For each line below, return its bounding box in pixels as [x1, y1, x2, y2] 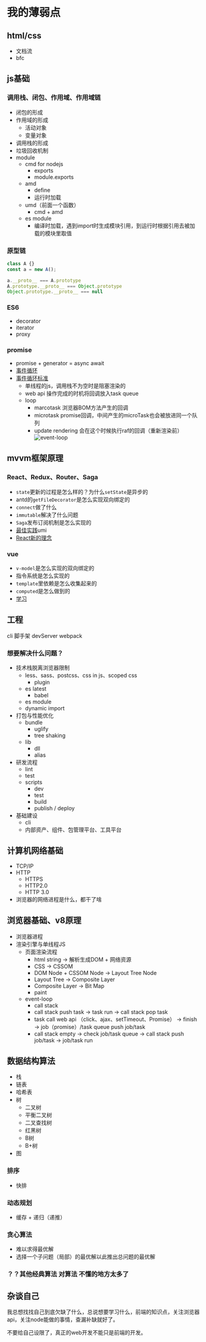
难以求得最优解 [15, 1245, 54, 1253]
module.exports [34, 173, 74, 181]
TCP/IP [15, 862, 34, 870]
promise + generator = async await [15, 359, 105, 366]
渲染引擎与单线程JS [15, 940, 66, 947]
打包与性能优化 [15, 712, 54, 719]
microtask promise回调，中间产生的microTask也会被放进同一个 [34, 411, 193, 419]
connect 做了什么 [15, 503, 57, 510]
